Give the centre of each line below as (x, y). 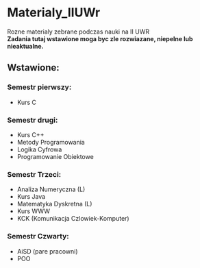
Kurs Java (31, 197)
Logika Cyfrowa (39, 149)
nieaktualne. (25, 46)
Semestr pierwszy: (39, 87)
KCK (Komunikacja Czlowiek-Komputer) (73, 219)
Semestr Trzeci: (34, 174)
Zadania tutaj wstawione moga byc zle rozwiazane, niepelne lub (100, 38)
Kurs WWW (33, 211)
